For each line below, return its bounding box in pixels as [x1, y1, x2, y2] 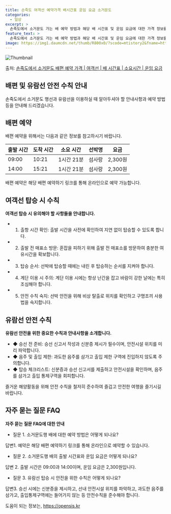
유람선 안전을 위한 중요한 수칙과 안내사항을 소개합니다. [5, 330, 112, 336]
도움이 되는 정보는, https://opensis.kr [5, 502, 80, 509]
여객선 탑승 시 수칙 [5, 196, 60, 205]
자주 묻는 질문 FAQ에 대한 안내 [5, 420, 65, 426]
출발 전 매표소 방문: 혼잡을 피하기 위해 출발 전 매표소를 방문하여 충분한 [20, 245, 159, 251]
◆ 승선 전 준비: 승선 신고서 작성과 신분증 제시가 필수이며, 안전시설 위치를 [12, 341, 157, 347]
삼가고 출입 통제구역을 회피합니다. [18, 373, 85, 379]
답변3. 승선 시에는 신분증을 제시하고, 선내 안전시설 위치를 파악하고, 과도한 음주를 [5, 486, 164, 492]
